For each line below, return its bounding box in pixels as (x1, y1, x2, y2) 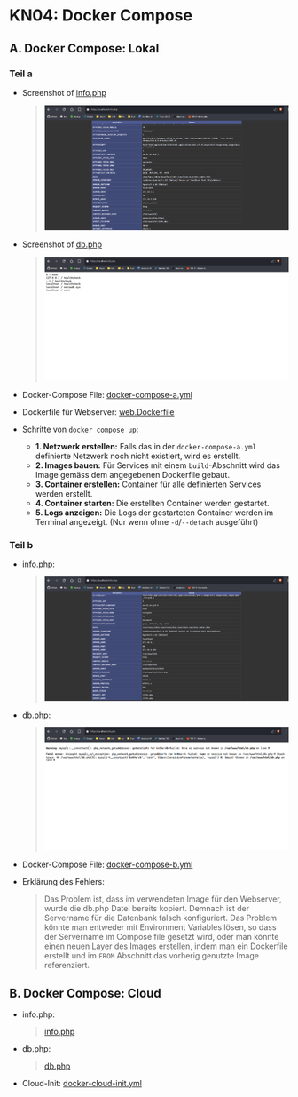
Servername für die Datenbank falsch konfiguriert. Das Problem (43, 912, 278, 924)
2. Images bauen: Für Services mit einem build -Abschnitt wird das (35, 460, 281, 471)
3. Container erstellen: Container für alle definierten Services (35, 479, 262, 489)
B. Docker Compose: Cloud (9, 985, 161, 1000)
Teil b (9, 538, 34, 551)
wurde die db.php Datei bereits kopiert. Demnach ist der (43, 903, 250, 914)
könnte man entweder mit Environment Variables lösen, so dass (43, 922, 277, 933)
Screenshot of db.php (21, 239, 103, 250)
